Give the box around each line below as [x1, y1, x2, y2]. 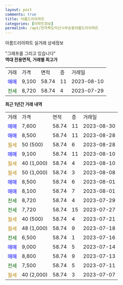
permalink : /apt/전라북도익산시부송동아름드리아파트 [5, 26, 99, 31]
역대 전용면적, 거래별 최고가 [5, 57, 58, 62]
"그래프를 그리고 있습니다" [5, 51, 56, 57]
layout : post [5, 7, 32, 12]
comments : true [5, 12, 37, 17]
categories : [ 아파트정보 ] [5, 21, 54, 26]
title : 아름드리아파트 [5, 16, 45, 21]
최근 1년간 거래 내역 [5, 101, 43, 107]
